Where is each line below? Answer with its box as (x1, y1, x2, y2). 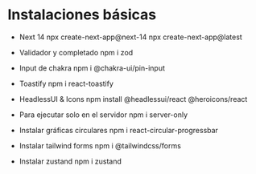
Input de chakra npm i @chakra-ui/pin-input (19, 63, 166, 73)
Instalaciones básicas (7, 6, 157, 24)
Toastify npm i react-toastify (19, 79, 114, 88)
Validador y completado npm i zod (19, 47, 134, 57)
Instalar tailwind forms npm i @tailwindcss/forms (19, 140, 182, 150)
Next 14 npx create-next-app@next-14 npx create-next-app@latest (19, 32, 242, 42)
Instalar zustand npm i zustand (19, 156, 122, 166)
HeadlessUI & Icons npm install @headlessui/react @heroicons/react (19, 94, 248, 103)
